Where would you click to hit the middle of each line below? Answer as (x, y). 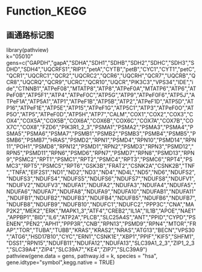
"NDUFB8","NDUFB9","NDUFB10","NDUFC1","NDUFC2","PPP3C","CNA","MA (100, 204)
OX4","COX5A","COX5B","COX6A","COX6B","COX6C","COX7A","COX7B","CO (100, 121)
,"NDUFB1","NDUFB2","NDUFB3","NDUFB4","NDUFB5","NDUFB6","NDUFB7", (101, 198)
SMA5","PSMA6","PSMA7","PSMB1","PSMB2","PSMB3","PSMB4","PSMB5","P (101, 134)
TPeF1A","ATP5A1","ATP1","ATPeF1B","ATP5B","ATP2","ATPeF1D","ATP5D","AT (100, 101)
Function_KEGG (46, 11)
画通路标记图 (30, 35)
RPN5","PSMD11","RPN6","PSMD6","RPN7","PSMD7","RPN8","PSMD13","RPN (100, 153)
